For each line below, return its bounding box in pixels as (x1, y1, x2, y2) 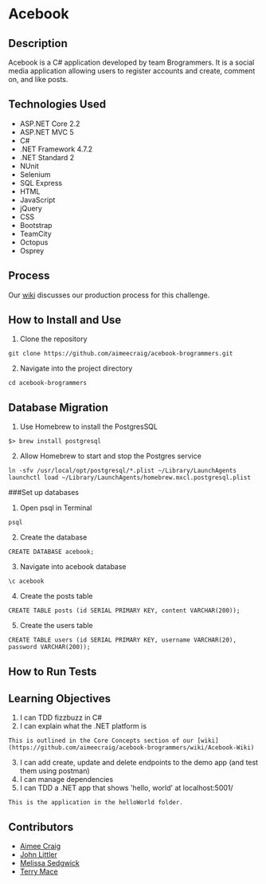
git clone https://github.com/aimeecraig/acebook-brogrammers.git (8, 350, 233, 358)
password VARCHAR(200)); (8, 643, 91, 651)
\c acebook (8, 577, 45, 586)
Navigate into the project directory (19, 363, 133, 373)
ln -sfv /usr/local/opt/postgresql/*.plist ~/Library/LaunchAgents (8, 467, 237, 475)
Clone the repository (19, 334, 88, 344)
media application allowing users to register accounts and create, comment (8, 66, 256, 76)
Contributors (8, 820, 74, 834)
